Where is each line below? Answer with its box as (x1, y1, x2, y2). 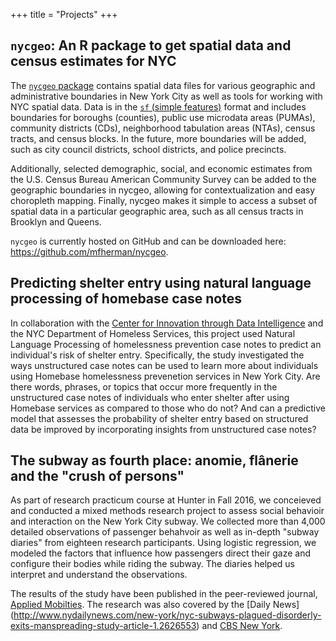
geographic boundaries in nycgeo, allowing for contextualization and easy (10, 184, 316, 196)
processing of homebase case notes (10, 290, 242, 308)
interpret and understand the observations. (10, 569, 188, 581)
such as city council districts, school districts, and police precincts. (10, 143, 287, 155)
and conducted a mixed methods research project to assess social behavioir (10, 505, 325, 517)
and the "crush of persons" (10, 468, 185, 485)
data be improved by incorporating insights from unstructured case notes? (10, 423, 317, 435)
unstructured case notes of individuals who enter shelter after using (10, 391, 290, 403)
